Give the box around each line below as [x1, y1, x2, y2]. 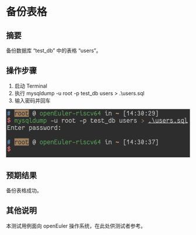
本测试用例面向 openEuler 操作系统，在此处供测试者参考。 [6, 222, 146, 229]
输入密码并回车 [14, 97, 51, 104]
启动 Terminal [14, 82, 48, 89]
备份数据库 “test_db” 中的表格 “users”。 [6, 47, 101, 54]
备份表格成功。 [6, 186, 42, 193]
